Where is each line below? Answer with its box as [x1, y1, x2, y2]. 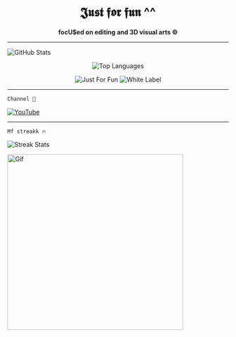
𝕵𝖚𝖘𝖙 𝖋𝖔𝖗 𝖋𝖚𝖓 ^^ [80, 4, 156, 20]
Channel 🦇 [7, 95, 37, 103]
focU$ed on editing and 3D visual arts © [58, 27, 178, 36]
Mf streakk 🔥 [7, 128, 46, 135]
